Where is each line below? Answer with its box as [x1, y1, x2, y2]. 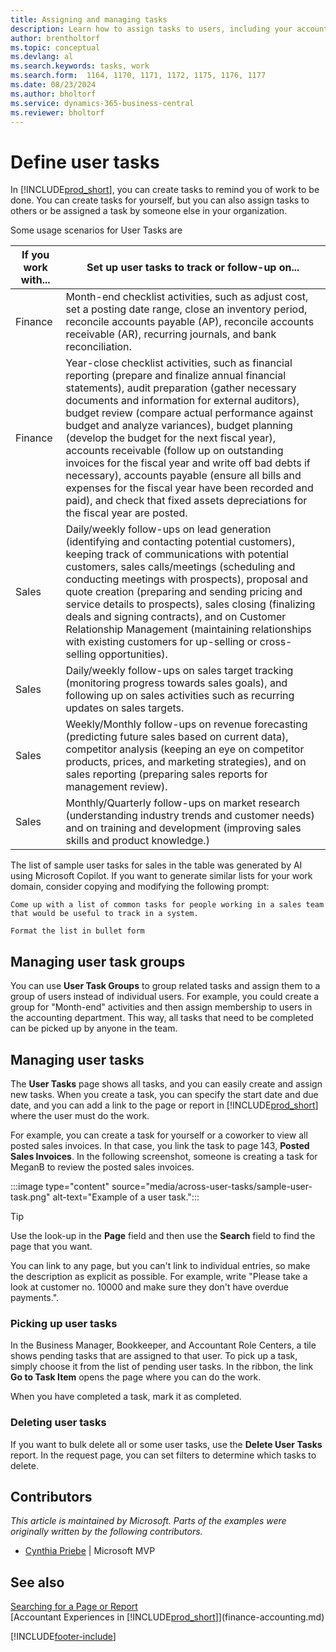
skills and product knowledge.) [65, 834, 210, 848]
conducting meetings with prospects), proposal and [65, 572, 308, 586]
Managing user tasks [10, 1051, 145, 1068]
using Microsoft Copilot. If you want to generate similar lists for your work [10, 870, 313, 882]
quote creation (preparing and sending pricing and [65, 585, 303, 599]
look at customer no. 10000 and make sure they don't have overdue [10, 1281, 290, 1293]
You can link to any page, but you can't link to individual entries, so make [10, 1259, 311, 1271]
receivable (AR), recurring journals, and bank [65, 327, 277, 341]
